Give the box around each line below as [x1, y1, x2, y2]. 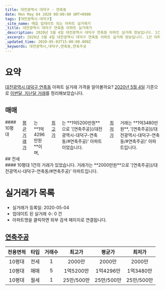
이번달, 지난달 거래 [10, 90, 46, 96]
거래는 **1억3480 [120, 120, 155, 126]
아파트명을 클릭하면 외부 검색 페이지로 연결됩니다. [12, 217, 107, 223]
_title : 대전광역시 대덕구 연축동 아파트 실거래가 [5, 26, 92, 31]
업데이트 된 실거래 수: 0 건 [12, 211, 62, 217]
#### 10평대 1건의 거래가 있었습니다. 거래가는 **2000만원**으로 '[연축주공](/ [5, 162, 154, 168]
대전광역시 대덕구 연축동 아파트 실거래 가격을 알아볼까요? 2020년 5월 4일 [5, 84, 145, 90]
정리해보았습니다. [51, 90, 84, 96]
